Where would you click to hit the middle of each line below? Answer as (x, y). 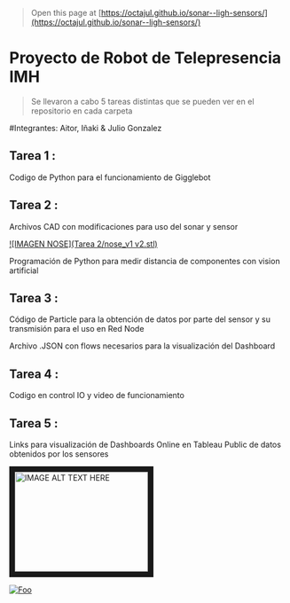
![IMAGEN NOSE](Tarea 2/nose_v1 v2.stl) (83, 244)
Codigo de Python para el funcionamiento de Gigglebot (110, 177)
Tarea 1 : (32, 156)
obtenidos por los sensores (59, 454)
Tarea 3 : (34, 298)
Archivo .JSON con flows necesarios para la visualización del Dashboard (142, 346)
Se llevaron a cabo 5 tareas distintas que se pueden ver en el (142, 101)
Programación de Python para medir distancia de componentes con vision (145, 261)
